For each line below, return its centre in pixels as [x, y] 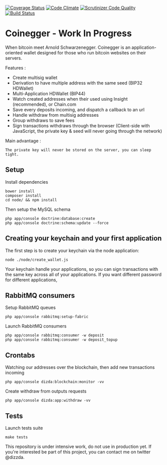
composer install [23, 196]
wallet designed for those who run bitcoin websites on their [85, 52]
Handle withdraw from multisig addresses [55, 115]
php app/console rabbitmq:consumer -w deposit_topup [61, 340]
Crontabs [20, 355]
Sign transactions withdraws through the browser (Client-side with [81, 125]
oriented [14, 52]
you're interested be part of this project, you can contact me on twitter [78, 452]
